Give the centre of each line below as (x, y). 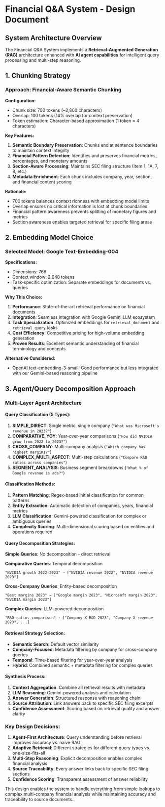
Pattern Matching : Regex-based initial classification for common (78, 495)
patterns (21, 501)
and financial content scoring (42, 182)
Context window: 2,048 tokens (43, 277)
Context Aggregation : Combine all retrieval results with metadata (79, 687)
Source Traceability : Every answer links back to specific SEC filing (80, 769)
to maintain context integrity (41, 150)
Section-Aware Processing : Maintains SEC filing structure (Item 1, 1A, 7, (85, 166)
